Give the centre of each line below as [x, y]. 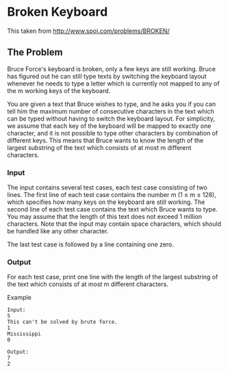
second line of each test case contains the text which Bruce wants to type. [112, 209]
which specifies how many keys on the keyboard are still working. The [106, 202]
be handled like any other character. [58, 231]
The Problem [35, 52]
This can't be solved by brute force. [62, 322]
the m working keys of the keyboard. [59, 90]
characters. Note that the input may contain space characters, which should [114, 224]
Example [20, 298]
